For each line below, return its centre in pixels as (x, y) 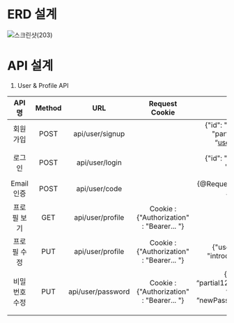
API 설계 (30, 66)
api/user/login (99, 163)
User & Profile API (43, 85)
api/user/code (99, 188)
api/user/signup (99, 133)
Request (163, 103)
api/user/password (99, 292)
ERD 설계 (32, 14)
